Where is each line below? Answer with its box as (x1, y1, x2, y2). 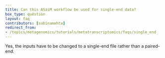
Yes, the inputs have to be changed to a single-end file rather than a (5, 43, 144, 49)
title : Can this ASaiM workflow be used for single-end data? (5, 7, 136, 12)
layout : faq (5, 16, 30, 21)
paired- (145, 43, 160, 49)
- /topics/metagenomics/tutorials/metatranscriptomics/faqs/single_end (5, 30, 156, 35)
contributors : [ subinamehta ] (5, 20, 65, 26)
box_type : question (5, 12, 46, 17)
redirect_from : (5, 25, 37, 30)
